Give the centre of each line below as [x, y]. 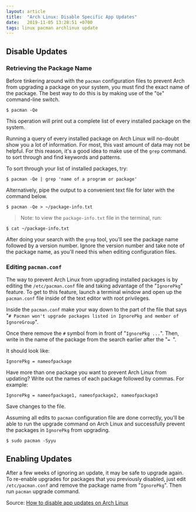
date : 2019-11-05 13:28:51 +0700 [49, 22]
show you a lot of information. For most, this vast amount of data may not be [98, 144]
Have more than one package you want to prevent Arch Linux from [86, 372]
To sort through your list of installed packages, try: [67, 168]
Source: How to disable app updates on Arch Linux [67, 503]
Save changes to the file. [36, 406]
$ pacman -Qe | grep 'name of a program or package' [72, 179]
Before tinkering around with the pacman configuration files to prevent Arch [95, 81]
